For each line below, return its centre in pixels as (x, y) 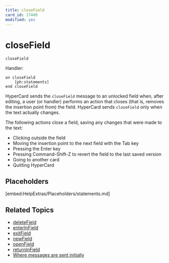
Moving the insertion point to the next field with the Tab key (76, 143)
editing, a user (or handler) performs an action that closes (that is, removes (85, 102)
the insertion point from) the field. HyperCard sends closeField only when (84, 107)
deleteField (25, 222)
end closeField (22, 87)
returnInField (26, 249)
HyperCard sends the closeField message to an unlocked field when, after (85, 96)
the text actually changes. (33, 112)
